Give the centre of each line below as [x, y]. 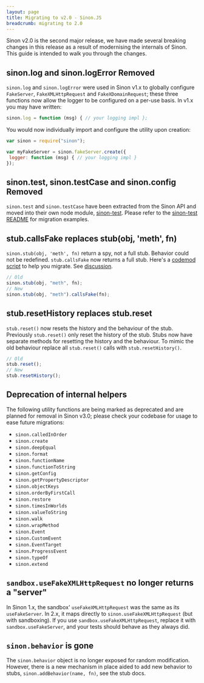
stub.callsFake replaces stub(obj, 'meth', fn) [92, 238]
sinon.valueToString [41, 512]
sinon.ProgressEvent [41, 551]
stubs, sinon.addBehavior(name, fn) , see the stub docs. [76, 673]
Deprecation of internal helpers [67, 395]
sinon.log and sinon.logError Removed [80, 73]
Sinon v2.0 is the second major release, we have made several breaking [96, 41]
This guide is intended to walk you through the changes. [76, 54]
